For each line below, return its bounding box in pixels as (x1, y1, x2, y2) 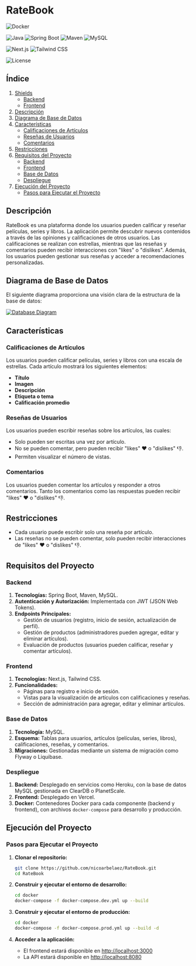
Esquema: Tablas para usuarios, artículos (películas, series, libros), (14, 734, 177, 741)
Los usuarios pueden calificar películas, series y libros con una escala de (6, 357, 183, 364)
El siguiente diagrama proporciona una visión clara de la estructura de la (6, 291, 180, 299)
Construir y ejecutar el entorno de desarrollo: (14, 881, 127, 888)
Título (14, 374, 30, 381)
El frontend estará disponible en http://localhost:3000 (23, 947, 153, 954)
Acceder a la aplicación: (14, 936, 75, 943)
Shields (14, 89, 33, 97)
